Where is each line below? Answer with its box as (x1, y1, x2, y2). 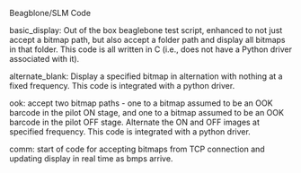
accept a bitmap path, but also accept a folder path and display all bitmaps (9, 35, 286, 45)
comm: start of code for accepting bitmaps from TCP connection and (9, 143, 265, 154)
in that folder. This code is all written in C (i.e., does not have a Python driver (9, 44, 292, 55)
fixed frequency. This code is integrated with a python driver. (9, 81, 235, 91)
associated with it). (9, 54, 80, 64)
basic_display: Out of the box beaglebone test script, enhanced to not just (9, 25, 283, 35)
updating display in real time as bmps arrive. (9, 153, 173, 164)
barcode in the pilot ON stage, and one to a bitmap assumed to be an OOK (9, 108, 285, 117)
